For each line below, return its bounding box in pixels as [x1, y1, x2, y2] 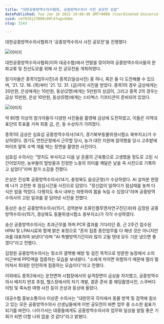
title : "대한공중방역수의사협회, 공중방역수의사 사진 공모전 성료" [5, 7, 120, 12]
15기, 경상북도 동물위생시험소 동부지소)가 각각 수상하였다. [26, 211, 135, 217]
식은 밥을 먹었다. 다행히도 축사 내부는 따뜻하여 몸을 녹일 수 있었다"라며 [5, 189, 139, 195]
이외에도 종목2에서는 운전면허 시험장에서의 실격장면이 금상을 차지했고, [5, 273, 138, 279]
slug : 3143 [5, 20, 27, 26]
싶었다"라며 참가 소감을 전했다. [10, 166, 68, 172]
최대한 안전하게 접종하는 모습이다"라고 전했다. [18, 263, 105, 268]
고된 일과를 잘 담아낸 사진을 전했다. [21, 195, 89, 201]
